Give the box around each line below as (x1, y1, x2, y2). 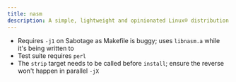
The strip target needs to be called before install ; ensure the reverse (17, 59, 225, 67)
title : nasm (7, 10, 42, 18)
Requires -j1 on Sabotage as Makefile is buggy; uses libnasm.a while (17, 36, 220, 45)
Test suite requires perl (17, 51, 87, 60)
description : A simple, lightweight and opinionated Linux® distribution (7, 17, 230, 24)
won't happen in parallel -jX (17, 66, 100, 75)
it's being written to (17, 44, 74, 52)
